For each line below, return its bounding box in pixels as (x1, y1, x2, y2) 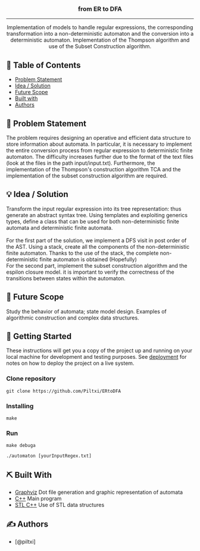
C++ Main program (14, 495, 62, 502)
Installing (6, 402, 34, 410)
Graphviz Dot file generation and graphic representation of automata (14, 489, 183, 496)
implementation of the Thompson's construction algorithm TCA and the (6, 165, 181, 173)
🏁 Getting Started (6, 331, 72, 341)
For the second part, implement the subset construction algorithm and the (6, 262, 187, 269)
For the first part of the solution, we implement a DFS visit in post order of (6, 237, 187, 244)
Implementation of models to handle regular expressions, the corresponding (7, 24, 193, 31)
